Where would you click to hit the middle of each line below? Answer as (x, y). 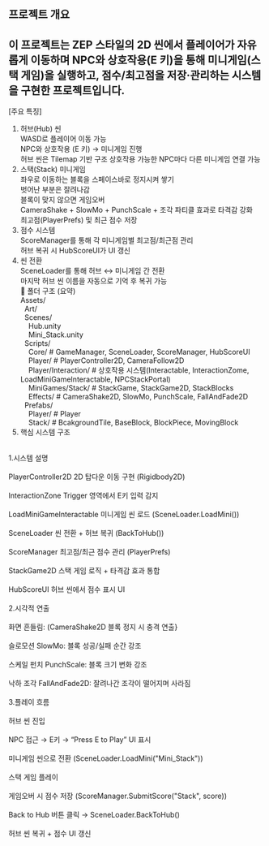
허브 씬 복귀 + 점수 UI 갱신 (50, 834)
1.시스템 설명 (28, 458)
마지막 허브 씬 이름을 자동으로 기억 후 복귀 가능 (94, 281)
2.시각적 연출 (29, 608)
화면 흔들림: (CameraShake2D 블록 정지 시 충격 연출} (93, 627)
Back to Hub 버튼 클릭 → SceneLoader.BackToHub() (94, 815)
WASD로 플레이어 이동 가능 (63, 139)
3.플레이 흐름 (29, 702)
